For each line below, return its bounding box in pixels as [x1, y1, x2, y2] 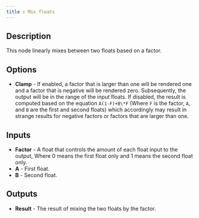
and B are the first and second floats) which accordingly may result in [14, 106, 187, 113]
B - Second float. [14, 172, 58, 179]
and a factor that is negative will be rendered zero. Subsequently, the [14, 87, 186, 94]
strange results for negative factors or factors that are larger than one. [14, 113, 189, 120]
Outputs [6, 189, 38, 199]
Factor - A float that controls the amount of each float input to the [14, 146, 179, 154]
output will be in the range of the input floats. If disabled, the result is [14, 93, 186, 101]
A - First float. [14, 165, 50, 172]
